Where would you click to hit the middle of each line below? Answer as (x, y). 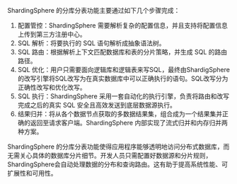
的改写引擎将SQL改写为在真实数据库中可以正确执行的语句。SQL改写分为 (123, 79)
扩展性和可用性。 (32, 173)
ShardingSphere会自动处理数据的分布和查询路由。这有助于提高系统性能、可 (118, 164)
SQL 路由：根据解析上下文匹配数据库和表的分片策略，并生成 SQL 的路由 (122, 52)
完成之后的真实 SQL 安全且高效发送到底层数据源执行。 (97, 105)
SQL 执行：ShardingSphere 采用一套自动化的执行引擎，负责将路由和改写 (123, 96)
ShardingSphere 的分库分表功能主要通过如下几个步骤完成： (94, 10)
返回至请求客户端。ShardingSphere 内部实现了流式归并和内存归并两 (129, 123)
